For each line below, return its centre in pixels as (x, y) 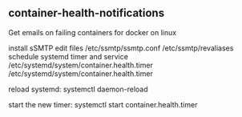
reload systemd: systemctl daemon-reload (78, 89)
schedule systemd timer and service (68, 56)
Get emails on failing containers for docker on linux (93, 32)
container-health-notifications (87, 13)
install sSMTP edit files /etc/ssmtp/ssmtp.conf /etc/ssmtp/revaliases (121, 48)
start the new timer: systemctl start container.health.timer (103, 104)
